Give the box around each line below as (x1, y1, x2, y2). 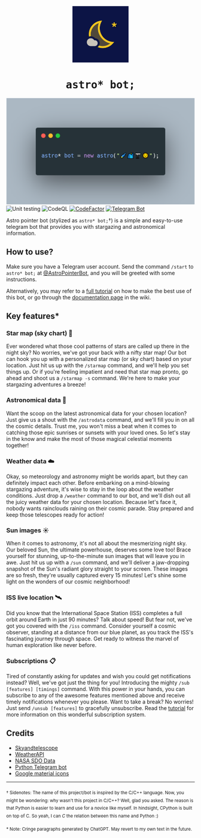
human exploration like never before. (6, 641, 97, 648)
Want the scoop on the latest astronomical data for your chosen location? (6, 410, 187, 417)
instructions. (6, 276, 37, 283)
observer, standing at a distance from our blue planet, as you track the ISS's (6, 628, 194, 636)
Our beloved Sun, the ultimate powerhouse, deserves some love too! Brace (6, 546, 191, 553)
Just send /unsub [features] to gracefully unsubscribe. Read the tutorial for (6, 704, 194, 711)
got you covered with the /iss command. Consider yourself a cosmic (6, 622, 176, 630)
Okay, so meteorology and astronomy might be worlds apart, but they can (6, 473, 188, 480)
